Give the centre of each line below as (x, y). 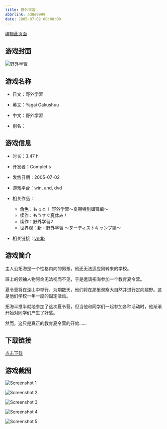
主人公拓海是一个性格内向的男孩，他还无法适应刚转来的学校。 (68, 268)
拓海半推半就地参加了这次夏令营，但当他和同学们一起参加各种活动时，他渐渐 (83, 306)
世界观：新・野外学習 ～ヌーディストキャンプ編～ (70, 228)
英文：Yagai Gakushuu (36, 105)
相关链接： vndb (29, 238)
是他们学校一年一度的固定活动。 (38, 296)
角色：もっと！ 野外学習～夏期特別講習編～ (64, 209)
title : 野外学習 (20, 10)
